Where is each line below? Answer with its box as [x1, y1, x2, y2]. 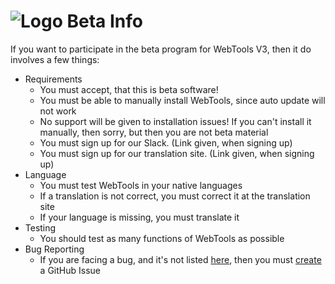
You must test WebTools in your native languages [39, 179, 243, 191]
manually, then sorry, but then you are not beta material [39, 126, 269, 138]
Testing [24, 221, 57, 234]
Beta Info [66, 10, 143, 33]
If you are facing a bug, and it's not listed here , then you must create [39, 253, 322, 265]
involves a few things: [10, 53, 100, 65]
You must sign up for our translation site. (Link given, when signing [39, 147, 315, 159]
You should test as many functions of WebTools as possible [39, 232, 285, 244]
